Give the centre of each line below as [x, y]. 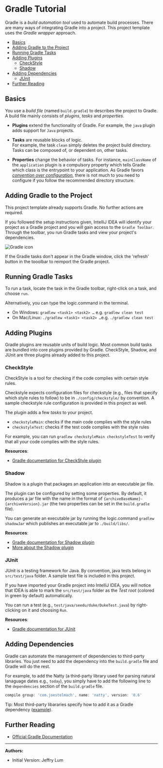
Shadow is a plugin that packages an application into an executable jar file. [80, 484]
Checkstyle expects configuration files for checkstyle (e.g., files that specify [81, 393]
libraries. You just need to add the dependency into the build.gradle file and [81, 661]
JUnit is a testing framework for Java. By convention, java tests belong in [78, 571]
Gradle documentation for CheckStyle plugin [57, 460]
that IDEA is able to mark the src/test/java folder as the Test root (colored [80, 590]
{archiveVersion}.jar [27, 504]
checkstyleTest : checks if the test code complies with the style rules [81, 427]
